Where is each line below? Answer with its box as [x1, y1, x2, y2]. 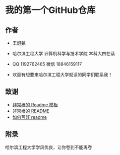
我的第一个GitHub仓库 [5, 4, 96, 16]
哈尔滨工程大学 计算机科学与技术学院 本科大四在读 [12, 51, 115, 56]
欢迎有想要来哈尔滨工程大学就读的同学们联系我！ [12, 72, 113, 77]
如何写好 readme [12, 114, 47, 120]
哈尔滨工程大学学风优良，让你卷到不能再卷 [5, 144, 92, 150]
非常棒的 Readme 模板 [12, 101, 58, 107]
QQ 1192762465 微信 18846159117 [12, 61, 82, 67]
